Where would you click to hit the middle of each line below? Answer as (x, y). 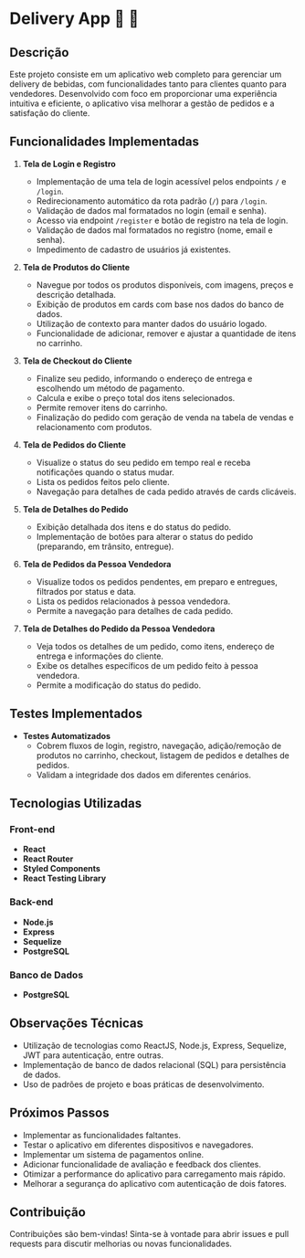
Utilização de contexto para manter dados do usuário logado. (152, 323)
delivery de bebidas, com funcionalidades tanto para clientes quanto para (148, 84)
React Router (48, 859)
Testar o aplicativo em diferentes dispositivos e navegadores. (138, 1145)
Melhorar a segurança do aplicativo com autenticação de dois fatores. (155, 1183)
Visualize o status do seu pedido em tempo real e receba (143, 462)
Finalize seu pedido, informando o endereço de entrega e (144, 378)
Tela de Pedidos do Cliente (74, 444)
